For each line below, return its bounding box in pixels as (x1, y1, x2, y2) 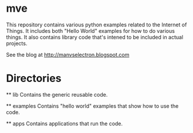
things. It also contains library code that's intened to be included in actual (6, 33, 184, 40)
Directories (6, 72, 62, 85)
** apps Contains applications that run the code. (6, 120, 123, 127)
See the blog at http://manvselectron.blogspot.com (6, 51, 130, 58)
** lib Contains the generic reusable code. (6, 91, 108, 98)
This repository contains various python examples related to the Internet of (6, 21, 187, 28)
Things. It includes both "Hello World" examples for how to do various (6, 27, 175, 34)
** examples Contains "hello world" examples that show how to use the (6, 102, 179, 110)
